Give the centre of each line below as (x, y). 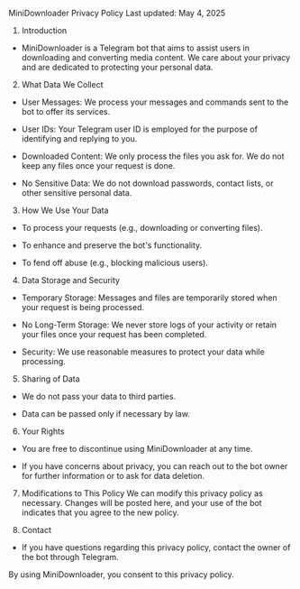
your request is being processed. (83, 307)
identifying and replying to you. (79, 138)
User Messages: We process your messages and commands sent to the (155, 102)
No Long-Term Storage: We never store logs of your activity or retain (149, 325)
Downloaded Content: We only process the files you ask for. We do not (153, 156)
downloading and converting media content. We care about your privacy (156, 57)
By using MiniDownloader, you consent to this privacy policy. (122, 575)
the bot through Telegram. (70, 557)
